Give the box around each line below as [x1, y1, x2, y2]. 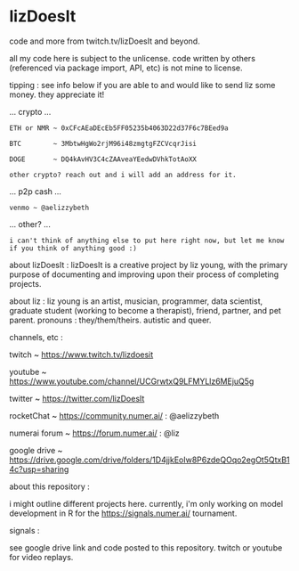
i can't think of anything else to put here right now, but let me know [9, 236, 285, 245]
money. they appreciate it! [9, 89, 105, 100]
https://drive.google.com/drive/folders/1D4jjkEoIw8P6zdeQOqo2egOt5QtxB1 [9, 454, 291, 465]
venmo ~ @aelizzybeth [9, 203, 90, 212]
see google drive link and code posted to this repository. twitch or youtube [9, 542, 283, 553]
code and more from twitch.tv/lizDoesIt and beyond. [9, 36, 200, 46]
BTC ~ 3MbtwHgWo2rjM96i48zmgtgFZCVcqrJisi [9, 139, 198, 148]
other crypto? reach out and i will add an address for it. [9, 170, 238, 179]
